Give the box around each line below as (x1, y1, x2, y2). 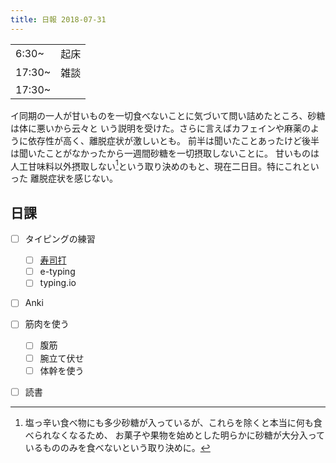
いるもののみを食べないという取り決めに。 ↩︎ (24, 441, 211, 453)
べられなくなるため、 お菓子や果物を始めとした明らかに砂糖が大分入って (24, 429, 326, 441)
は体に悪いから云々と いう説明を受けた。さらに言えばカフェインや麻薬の (10, 122, 311, 134)
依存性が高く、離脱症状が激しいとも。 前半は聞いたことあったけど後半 (27, 134, 320, 146)
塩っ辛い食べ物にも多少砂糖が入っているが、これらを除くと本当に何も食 (24, 416, 323, 428)
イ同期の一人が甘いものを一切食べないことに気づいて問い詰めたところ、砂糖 (10, 109, 326, 121)
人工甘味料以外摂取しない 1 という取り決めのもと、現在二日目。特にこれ (10, 158, 302, 172)
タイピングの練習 (24, 233, 96, 245)
